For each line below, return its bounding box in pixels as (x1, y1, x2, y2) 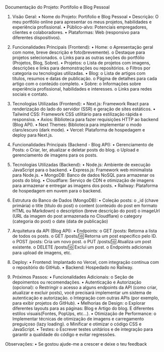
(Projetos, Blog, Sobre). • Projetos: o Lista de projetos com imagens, (12, 60, 151, 65)
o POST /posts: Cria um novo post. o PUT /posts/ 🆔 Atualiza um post (12, 239, 151, 244)
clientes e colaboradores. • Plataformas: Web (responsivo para (12, 30, 140, 35)
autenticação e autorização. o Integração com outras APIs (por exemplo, (12, 295, 160, 301)
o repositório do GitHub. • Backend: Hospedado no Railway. (12, 264, 134, 270)
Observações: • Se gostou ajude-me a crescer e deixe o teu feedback (5, 341, 147, 347)
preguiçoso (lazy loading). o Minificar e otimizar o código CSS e (12, 321, 142, 327)
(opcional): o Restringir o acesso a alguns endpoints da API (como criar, (12, 285, 158, 290)
